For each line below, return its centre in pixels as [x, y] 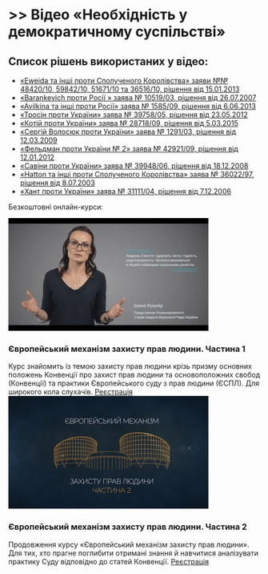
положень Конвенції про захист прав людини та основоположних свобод [134, 375]
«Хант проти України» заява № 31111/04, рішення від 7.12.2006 [126, 191]
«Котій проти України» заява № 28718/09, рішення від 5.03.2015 [129, 123]
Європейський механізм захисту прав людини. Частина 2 [128, 527]
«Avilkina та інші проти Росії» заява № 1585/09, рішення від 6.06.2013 [138, 106]
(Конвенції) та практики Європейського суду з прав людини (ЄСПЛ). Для [134, 383]
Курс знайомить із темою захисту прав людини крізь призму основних [130, 366]
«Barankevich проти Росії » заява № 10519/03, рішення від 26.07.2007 [138, 97]
